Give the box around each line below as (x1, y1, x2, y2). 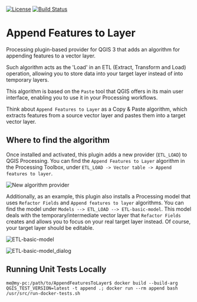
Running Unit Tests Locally (6, 264, 107, 275)
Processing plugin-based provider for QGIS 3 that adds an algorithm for (6, 46, 180, 53)
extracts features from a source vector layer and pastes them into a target (6, 111, 186, 118)
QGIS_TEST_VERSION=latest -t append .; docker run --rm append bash (6, 285, 178, 291)
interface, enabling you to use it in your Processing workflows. (6, 94, 158, 101)
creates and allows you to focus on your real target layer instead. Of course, (6, 218, 191, 225)
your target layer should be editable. (6, 224, 94, 231)
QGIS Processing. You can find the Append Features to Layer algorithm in (6, 157, 185, 164)
